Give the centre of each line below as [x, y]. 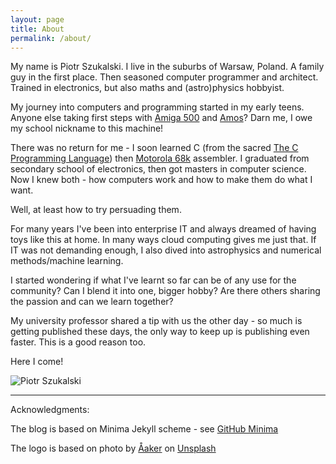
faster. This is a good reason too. [78, 342]
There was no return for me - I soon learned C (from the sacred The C [154, 148]
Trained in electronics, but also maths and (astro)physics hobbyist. [147, 88]
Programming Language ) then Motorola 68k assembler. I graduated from [160, 158]
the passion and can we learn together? [92, 302]
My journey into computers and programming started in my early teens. [157, 107]
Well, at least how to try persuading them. [96, 210]
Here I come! [37, 362]
